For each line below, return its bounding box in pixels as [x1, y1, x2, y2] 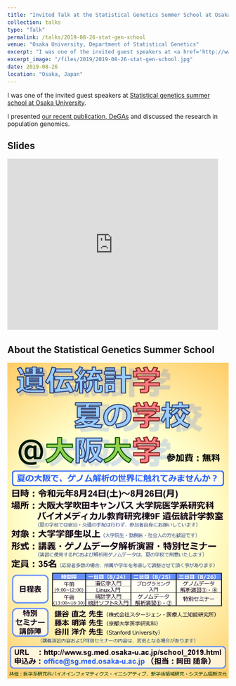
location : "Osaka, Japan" [7, 70, 83, 77]
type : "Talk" [7, 26, 46, 33]
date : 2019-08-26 [7, 63, 58, 70]
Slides [7, 140, 35, 152]
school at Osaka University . [7, 99, 86, 107]
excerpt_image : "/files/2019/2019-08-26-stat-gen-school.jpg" [7, 56, 193, 63]
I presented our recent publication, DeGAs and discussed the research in [7, 112, 218, 120]
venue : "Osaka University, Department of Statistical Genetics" [7, 41, 199, 49]
